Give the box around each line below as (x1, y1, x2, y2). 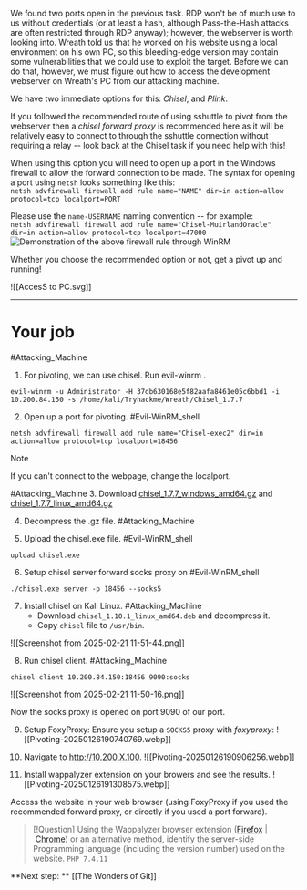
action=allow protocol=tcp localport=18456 (10, 437, 179, 446)
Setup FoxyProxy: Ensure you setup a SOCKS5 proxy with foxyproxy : (23, 724, 275, 735)
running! (10, 264, 42, 274)
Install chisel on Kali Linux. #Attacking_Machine (23, 600, 202, 611)
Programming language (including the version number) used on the (32, 843, 285, 854)
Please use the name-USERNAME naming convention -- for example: (10, 211, 254, 222)
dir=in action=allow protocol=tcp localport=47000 (10, 228, 207, 237)
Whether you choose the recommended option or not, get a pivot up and (10, 254, 283, 264)
